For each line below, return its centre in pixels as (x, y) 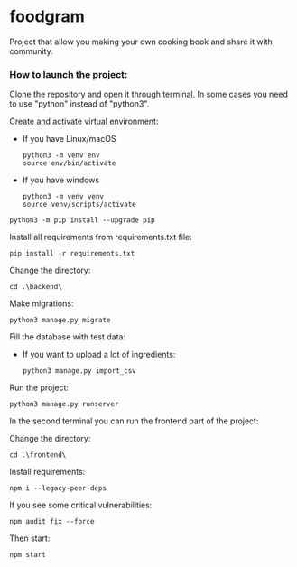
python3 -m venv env (61, 155)
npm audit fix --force (52, 522)
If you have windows (61, 180)
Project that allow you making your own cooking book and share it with (141, 42)
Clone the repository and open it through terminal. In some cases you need (149, 94)
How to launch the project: (69, 74)
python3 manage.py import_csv (79, 371)
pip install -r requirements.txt (72, 254)
